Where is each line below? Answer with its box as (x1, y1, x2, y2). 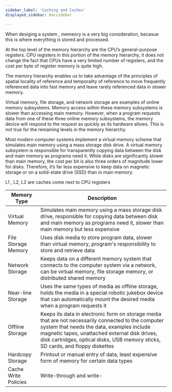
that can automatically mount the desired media (40, 295, 155, 303)
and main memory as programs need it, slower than (40, 219, 164, 226)
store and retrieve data (40, 247, 95, 254)
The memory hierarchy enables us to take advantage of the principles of (5, 72, 158, 79)
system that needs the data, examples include (40, 323, 151, 330)
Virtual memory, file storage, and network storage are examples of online (5, 99, 160, 105)
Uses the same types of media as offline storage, (40, 283, 158, 290)
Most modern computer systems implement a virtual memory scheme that (5, 136, 162, 142)
